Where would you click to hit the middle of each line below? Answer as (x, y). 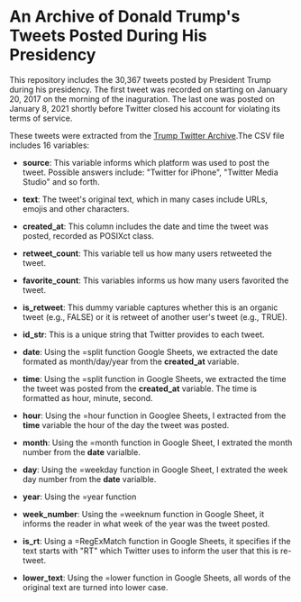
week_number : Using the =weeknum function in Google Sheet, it (143, 514)
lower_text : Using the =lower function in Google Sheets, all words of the (156, 578)
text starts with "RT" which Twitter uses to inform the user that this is (150, 551)
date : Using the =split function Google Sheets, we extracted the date (150, 351)
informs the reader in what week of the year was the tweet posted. (146, 524)
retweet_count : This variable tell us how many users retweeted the (147, 253)
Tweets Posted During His (108, 36)
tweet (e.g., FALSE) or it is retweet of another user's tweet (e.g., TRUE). (155, 316)
